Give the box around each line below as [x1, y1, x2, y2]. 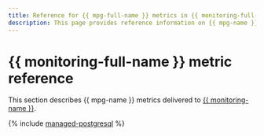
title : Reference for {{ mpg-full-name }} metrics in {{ [8, 11, 199, 20]
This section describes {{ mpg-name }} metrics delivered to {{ [8, 95, 210, 105]
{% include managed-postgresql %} [8, 119, 126, 128]
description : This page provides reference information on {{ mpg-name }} [8, 19, 258, 27]
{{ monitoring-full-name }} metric [8, 53, 233, 71]
